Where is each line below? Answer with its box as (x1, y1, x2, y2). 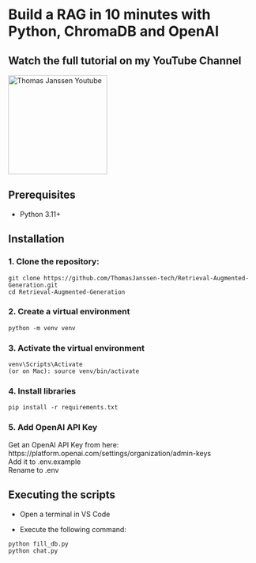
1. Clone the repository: (8, 256, 100, 267)
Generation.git (8, 281, 58, 289)
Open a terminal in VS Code (19, 509, 111, 519)
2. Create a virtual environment (8, 306, 130, 318)
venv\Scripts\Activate (8, 360, 83, 369)
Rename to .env (8, 465, 59, 474)
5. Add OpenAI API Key (8, 422, 98, 433)
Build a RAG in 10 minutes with (8, 6, 211, 24)
